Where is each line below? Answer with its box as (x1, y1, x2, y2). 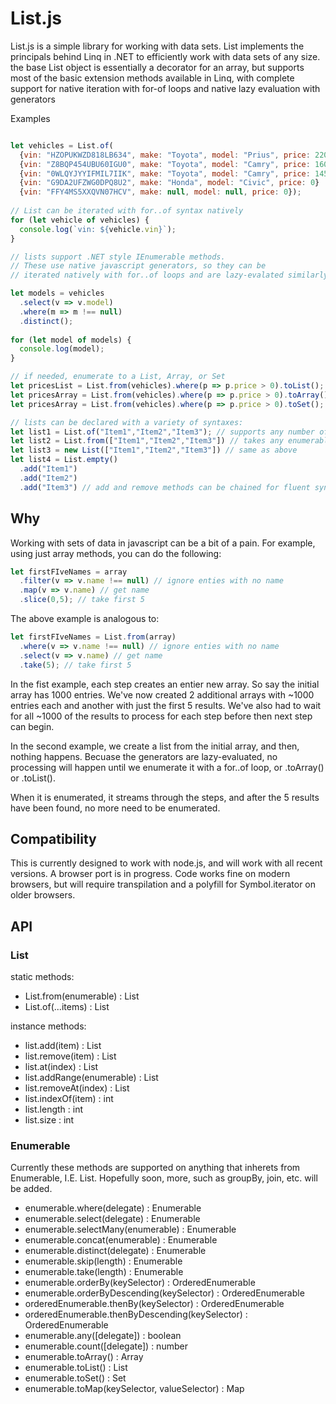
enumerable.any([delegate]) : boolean (24, 1330, 182, 1342)
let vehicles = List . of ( (10, 140, 114, 151)
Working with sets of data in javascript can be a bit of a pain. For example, (10, 537, 316, 549)
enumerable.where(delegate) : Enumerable (24, 1202, 202, 1214)
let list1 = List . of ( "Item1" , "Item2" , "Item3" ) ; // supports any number (10, 427, 315, 437)
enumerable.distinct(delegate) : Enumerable (24, 1245, 207, 1257)
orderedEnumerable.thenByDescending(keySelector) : (24, 1308, 248, 1321)
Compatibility (10, 830, 97, 847)
